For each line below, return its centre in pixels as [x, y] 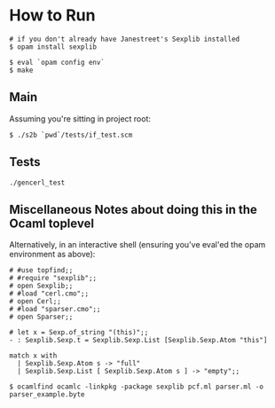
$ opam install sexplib [53, 47]
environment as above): [52, 255]
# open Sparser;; [41, 317]
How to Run [52, 16]
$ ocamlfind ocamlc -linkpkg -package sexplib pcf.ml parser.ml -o [137, 387]
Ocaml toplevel [52, 223]
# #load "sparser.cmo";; [55, 310]
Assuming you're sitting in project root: [80, 118]
